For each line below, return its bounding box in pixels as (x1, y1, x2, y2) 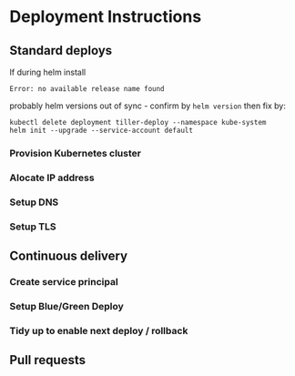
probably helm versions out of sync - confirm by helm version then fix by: (9, 100, 287, 111)
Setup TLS (9, 220, 56, 233)
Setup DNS (9, 196, 59, 208)
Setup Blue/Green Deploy (9, 300, 125, 312)
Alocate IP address (9, 171, 95, 184)
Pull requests (9, 352, 86, 368)
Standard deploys (9, 43, 113, 58)
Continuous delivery (9, 249, 128, 264)
